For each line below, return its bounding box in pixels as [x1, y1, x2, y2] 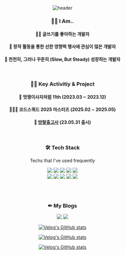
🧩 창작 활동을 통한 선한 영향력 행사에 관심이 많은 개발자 [9, 43, 116, 50]
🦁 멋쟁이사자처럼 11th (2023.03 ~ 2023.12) [18, 94, 107, 100]
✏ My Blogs [48, 202, 77, 209]
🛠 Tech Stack [45, 144, 80, 151]
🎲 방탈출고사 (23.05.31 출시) [34, 119, 91, 125]
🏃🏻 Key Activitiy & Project [30, 81, 95, 88]
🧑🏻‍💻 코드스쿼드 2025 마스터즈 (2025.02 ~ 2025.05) [9, 106, 116, 112]
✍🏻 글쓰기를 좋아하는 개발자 [35, 31, 90, 37]
